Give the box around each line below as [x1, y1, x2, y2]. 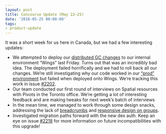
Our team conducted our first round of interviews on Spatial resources [12, 86, 158, 92]
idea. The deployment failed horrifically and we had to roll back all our [12, 65, 157, 71]
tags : [5, 21, 17, 26]
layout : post [5, 7, 33, 12]
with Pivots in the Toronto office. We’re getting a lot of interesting [12, 92, 147, 98]
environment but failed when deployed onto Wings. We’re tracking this [12, 76, 158, 82]
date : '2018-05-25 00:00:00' [5, 16, 66, 21]
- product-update [5, 26, 42, 31]
